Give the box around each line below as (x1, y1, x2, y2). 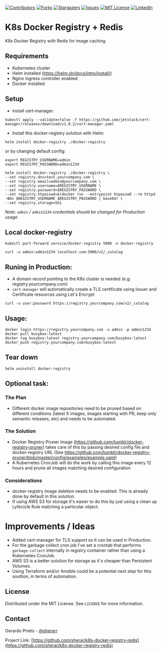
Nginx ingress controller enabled (12, 75, 78, 81)
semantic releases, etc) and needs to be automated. (12, 415, 117, 421)
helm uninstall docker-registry (5, 366, 71, 371)
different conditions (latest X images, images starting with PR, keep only (12, 411, 157, 416)
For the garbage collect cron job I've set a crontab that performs (12, 543, 142, 548)
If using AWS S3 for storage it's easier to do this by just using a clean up (12, 499, 157, 504)
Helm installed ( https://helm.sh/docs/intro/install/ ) (12, 70, 112, 76)
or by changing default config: (5, 148, 66, 154)
